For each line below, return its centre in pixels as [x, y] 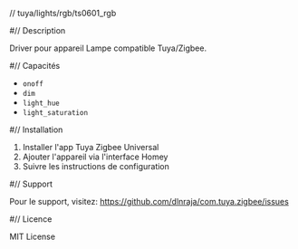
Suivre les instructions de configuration [96, 166]
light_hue [41, 103]
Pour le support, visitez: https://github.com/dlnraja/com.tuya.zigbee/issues [149, 201]
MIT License [33, 236]
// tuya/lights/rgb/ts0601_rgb [63, 13]
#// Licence [31, 219]
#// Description [38, 30]
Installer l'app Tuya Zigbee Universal [91, 147]
